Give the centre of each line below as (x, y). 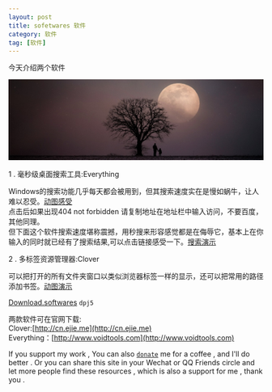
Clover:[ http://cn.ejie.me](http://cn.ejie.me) (80, 328)
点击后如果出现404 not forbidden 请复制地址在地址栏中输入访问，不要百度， (136, 212)
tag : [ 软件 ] (27, 43)
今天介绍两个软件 (37, 68)
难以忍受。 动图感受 (40, 201)
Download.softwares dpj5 (51, 302)
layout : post (30, 17)
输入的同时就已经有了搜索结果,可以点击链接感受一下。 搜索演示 (113, 242)
